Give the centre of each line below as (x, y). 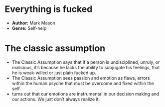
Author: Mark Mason (33, 23)
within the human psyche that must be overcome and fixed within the (83, 83)
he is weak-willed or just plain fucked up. (54, 73)
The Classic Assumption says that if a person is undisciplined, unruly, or (86, 62)
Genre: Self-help (29, 28)
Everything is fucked (49, 9)
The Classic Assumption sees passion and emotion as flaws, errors (81, 78)
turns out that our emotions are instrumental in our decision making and (85, 94)
